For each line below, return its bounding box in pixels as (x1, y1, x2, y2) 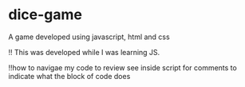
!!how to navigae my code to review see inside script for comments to (8, 62, 237, 73)
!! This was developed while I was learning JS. (8, 47, 160, 57)
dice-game (8, 6, 82, 24)
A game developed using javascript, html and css (8, 32, 170, 42)
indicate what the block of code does (8, 71, 131, 81)
